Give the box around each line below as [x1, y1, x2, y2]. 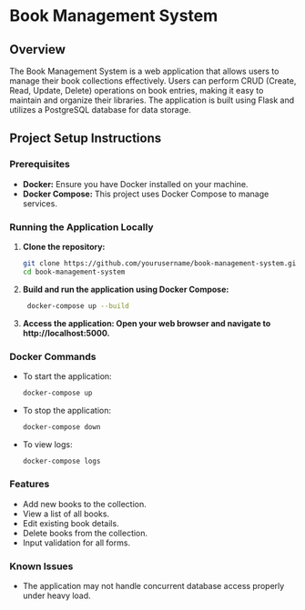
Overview [9, 42, 66, 57]
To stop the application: [22, 405, 112, 415]
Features [9, 478, 50, 491]
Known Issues [9, 560, 74, 573]
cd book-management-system [22, 267, 126, 276]
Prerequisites [9, 158, 70, 171]
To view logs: [22, 438, 73, 450]
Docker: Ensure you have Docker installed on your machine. [22, 178, 249, 189]
